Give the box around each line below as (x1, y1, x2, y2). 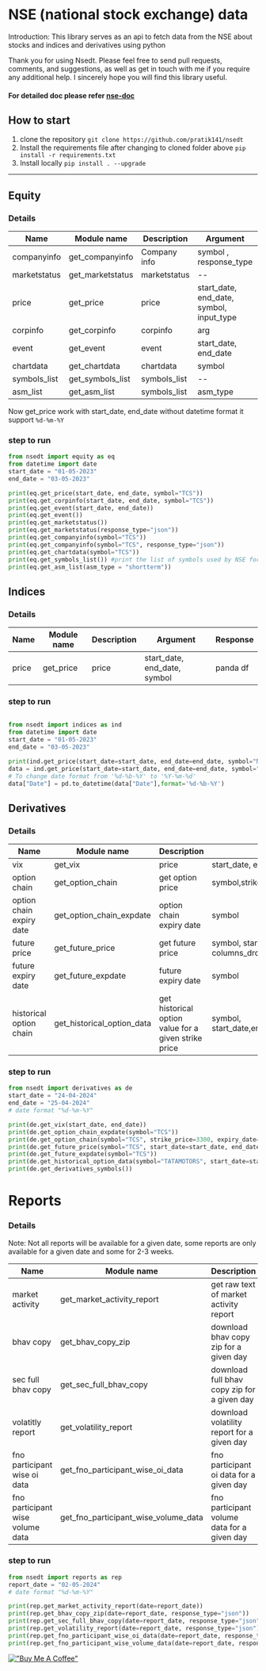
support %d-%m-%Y (8, 415, 65, 425)
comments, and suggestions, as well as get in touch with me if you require (8, 63, 251, 73)
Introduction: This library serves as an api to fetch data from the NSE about (8, 32, 253, 41)
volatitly (12, 1416, 42, 1428)
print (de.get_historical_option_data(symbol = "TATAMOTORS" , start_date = (8, 1158, 249, 1166)
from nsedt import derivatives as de (8, 1084, 133, 1092)
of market (211, 1289, 247, 1300)
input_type (197, 312, 237, 323)
